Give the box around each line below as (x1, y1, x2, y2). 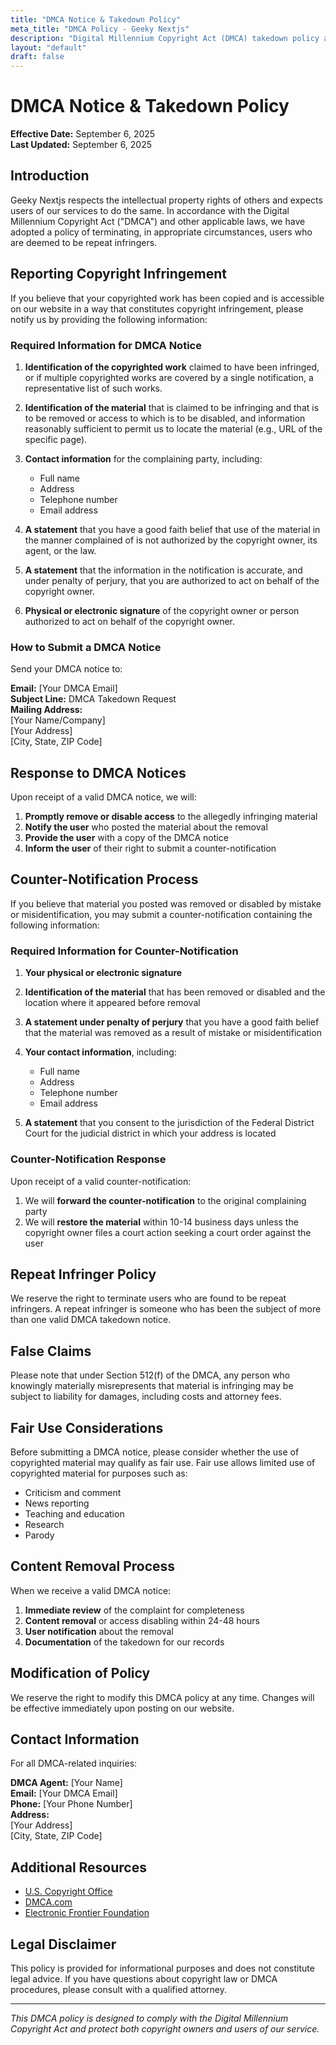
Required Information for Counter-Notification (10, 944, 239, 958)
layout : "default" (10, 42, 87, 53)
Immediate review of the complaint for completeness (24, 1604, 245, 1616)
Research (24, 1518, 65, 1530)
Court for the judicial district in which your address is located (24, 1127, 277, 1140)
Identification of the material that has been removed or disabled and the (24, 986, 326, 998)
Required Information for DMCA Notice (10, 338, 202, 352)
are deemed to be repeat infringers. (10, 236, 158, 248)
